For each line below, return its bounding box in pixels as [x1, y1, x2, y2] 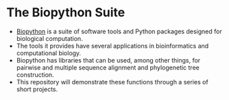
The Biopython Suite [6, 5, 125, 20]
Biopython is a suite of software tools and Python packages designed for [16, 27, 222, 35]
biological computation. [16, 34, 83, 42]
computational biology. [16, 49, 82, 57]
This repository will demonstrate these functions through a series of [16, 78, 208, 86]
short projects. [16, 85, 58, 93]
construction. [16, 70, 54, 79]
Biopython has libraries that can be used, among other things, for [16, 56, 201, 64]
